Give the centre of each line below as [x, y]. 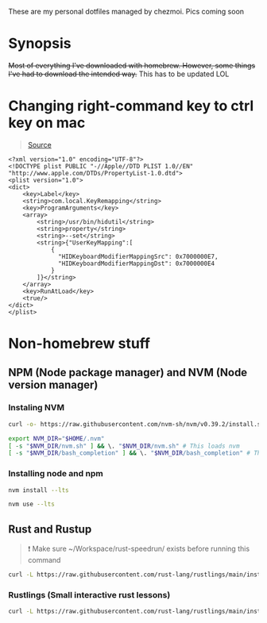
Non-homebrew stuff [79, 344]
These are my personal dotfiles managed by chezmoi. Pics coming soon [126, 12]
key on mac [47, 123]
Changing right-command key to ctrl [131, 106]
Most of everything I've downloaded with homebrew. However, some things [132, 65]
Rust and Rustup [50, 529]
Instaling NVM [37, 408]
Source [39, 144]
